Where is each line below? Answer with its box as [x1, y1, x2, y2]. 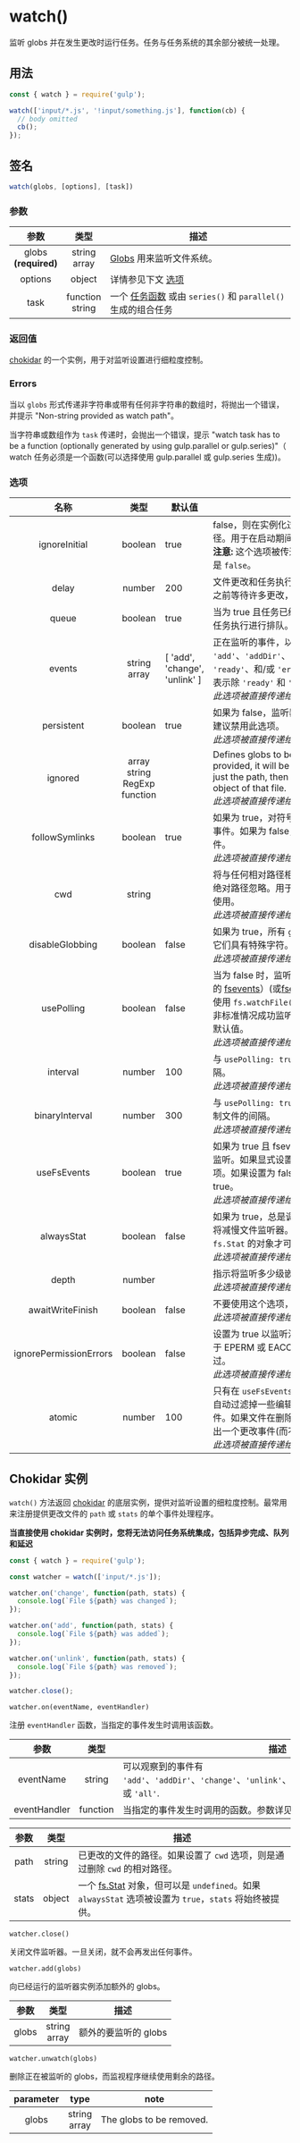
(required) [13, 257, 58, 270]
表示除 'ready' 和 [212, 677, 286, 688]
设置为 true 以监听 [212, 1328, 288, 1340]
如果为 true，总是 [212, 1211, 287, 1222]
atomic [48, 1411, 78, 1423]
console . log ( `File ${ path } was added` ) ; [17, 1630, 170, 1639]
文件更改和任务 [212, 576, 276, 587]
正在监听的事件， [212, 637, 285, 648]
